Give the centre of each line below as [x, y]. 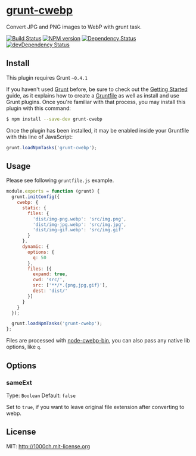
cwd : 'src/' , [49, 280]
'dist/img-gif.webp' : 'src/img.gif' [78, 230]
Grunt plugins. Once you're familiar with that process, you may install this [96, 102]
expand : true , [50, 274]
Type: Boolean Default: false [41, 395]
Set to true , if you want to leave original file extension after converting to [95, 407]
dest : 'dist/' [50, 291]
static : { [34, 208]
